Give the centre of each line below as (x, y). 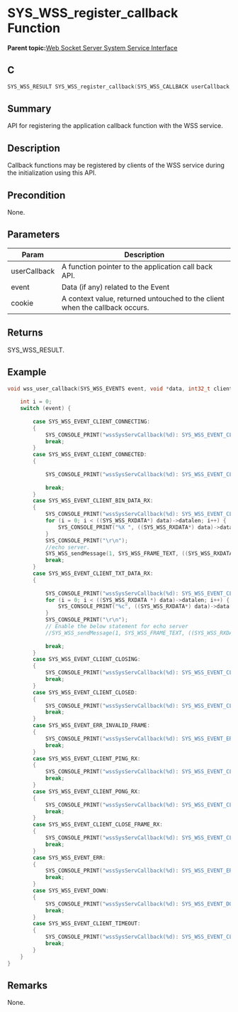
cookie (22, 303)
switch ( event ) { (46, 409)
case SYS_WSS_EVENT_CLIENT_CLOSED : (85, 692)
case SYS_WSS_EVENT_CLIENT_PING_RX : (87, 758)
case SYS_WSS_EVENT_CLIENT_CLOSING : (87, 660)
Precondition (36, 195)
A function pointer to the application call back (137, 267)
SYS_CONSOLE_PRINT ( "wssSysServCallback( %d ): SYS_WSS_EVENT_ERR (140, 871)
